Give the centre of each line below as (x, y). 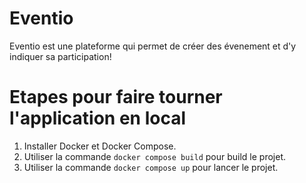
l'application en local (97, 118)
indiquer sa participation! (60, 56)
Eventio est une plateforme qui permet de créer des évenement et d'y (153, 46)
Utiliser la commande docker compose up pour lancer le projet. (151, 167)
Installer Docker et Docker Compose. (100, 146)
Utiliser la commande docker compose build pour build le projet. (155, 156)
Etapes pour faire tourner (116, 97)
